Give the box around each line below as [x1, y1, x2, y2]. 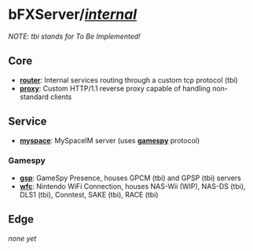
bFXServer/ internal [8, 6, 137, 24]
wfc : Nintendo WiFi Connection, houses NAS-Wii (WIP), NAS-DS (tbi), [19, 181, 246, 190]
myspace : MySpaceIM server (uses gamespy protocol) [19, 135, 200, 145]
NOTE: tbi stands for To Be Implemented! [8, 31, 141, 41]
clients [49, 92, 72, 102]
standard [19, 92, 49, 102]
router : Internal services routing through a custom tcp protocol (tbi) [19, 75, 238, 84]
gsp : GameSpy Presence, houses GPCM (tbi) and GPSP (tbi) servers [19, 173, 241, 183]
